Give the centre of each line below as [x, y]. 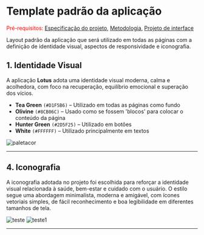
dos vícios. [20, 93]
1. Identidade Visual [44, 65]
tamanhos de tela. [29, 208]
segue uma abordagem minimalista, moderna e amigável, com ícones [93, 195]
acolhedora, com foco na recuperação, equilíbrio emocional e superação [97, 86]
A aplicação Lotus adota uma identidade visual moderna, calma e [88, 80]
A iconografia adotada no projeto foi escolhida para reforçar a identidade [98, 182]
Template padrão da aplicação [84, 11]
